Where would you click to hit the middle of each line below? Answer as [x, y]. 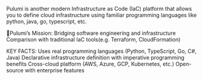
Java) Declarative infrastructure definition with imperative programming [95, 57]
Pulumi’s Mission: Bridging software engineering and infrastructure [93, 33]
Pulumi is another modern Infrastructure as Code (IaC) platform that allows [99, 9]
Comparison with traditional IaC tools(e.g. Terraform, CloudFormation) [93, 39]
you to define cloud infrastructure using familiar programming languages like [101, 15]
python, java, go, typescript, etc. [47, 21]
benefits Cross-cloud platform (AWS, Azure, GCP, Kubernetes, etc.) [90, 64]
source [15, 70]
